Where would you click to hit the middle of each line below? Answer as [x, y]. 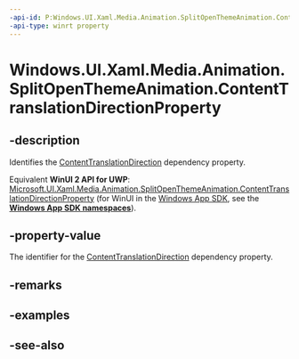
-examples [40, 316]
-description [44, 140]
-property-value [55, 236]
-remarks [36, 285]
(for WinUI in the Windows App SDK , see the [178, 198]
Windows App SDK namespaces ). [73, 208]
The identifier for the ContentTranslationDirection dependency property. [141, 257]
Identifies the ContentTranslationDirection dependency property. [128, 162]
